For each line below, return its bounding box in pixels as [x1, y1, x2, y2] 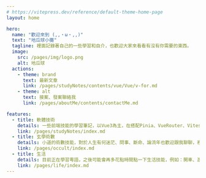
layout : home [6, 15, 40, 21]
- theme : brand [17, 71, 56, 77]
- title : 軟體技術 [12, 117, 55, 123]
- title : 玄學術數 [12, 134, 55, 140]
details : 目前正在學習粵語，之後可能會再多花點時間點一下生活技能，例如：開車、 [17, 157, 197, 163]
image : [12, 48, 29, 55]
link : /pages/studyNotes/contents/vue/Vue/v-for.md [22, 83, 158, 89]
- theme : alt [17, 88, 51, 95]
